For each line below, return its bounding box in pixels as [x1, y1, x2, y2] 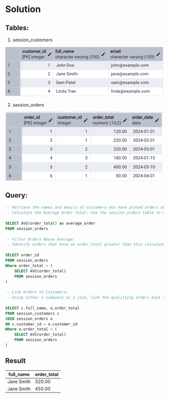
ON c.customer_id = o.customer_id [5, 322, 78, 327]
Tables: [5, 24, 29, 32]
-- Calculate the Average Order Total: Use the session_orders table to [5, 210, 161, 216]
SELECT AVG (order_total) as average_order [5, 221, 96, 226]
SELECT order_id [5, 253, 39, 258]
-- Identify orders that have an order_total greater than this [5, 242, 143, 247]
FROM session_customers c [5, 311, 59, 316]
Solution [5, 4, 41, 15]
